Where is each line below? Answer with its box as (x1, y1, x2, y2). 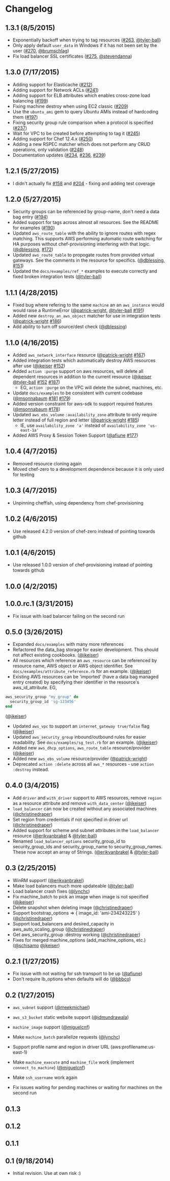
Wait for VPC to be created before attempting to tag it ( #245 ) (12, 130, 140, 136)
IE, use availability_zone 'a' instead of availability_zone (20, 422, 146, 429)
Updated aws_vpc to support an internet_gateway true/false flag (12, 723, 150, 729)
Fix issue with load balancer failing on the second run (12, 613, 125, 619)
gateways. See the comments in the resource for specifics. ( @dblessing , (12, 257, 165, 263)
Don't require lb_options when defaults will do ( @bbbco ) (12, 976, 131, 982)
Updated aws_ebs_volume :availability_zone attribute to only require (12, 412, 157, 418)
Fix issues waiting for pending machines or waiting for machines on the (12, 1085, 162, 1091)
